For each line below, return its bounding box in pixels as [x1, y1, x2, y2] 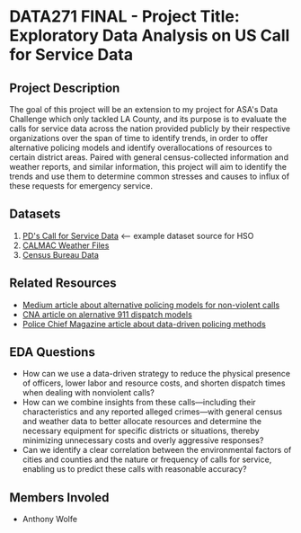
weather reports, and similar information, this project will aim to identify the [9, 162, 288, 172]
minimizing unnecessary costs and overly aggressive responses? [22, 435, 264, 446]
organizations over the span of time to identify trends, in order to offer [9, 133, 269, 143]
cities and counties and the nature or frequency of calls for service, [22, 454, 272, 465]
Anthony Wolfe [22, 514, 78, 525]
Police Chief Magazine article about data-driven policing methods [22, 318, 267, 329]
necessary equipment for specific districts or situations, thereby [22, 425, 260, 437]
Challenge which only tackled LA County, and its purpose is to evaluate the [9, 114, 288, 124]
